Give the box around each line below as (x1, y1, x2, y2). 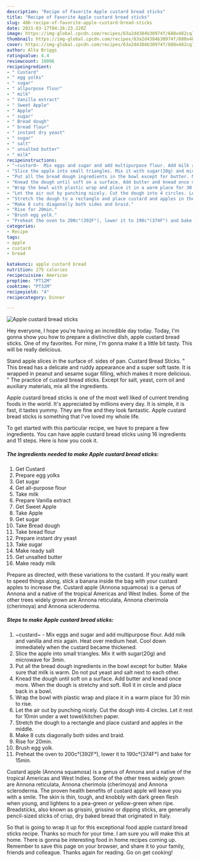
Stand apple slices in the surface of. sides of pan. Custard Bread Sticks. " (6, 357, 185, 364)
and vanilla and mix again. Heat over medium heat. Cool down (15, 637, 166, 645)
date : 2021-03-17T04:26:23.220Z (6, 25, 86, 31)
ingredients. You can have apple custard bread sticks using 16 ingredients (6, 431, 187, 438)
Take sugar (15, 541, 43, 548)
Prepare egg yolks (15, 472, 60, 479)
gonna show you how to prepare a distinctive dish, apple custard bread (6, 334, 180, 341)
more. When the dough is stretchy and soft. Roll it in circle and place (15, 682, 182, 689)
